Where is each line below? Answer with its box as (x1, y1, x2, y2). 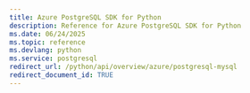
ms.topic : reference (9, 37, 87, 47)
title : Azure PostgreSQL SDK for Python (9, 12, 162, 22)
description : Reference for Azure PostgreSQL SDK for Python (9, 21, 242, 30)
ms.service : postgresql (9, 54, 98, 63)
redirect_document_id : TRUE (9, 71, 114, 80)
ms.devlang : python (9, 46, 82, 55)
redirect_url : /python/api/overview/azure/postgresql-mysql (9, 63, 238, 72)
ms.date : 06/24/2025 (9, 29, 87, 38)
